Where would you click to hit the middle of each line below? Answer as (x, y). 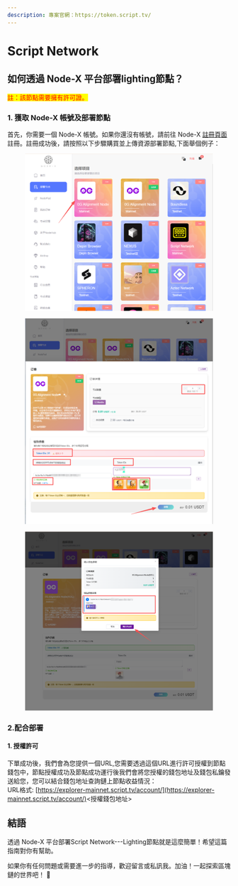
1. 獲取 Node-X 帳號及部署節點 (59, 117)
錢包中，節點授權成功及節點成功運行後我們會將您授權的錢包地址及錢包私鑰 (116, 772)
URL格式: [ (23, 789)
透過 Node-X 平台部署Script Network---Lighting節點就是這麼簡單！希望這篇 (117, 841)
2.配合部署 (25, 728)
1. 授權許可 (23, 746)
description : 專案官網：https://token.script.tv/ (79, 15)
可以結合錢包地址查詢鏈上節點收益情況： (97, 781)
